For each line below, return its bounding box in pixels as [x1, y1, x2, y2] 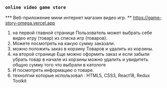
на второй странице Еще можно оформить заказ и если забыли [12, 51, 150, 57]
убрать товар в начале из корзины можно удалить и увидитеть [12, 56, 148, 62]
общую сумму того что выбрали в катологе [12, 62, 106, 68]
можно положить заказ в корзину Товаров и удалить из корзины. [12, 46, 153, 52]
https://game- [133, 15, 162, 21]
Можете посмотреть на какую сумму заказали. [12, 40, 115, 47]
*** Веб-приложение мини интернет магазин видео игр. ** [5, 15, 132, 21]
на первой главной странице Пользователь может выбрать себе [12, 30, 152, 36]
